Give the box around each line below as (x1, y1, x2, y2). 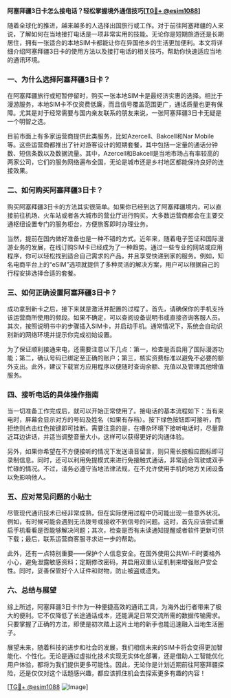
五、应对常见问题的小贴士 (7, 492, 92, 502)
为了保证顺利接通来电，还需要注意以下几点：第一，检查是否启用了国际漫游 (7, 345, 218, 353)
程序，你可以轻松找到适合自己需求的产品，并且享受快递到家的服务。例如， (7, 252, 218, 260)
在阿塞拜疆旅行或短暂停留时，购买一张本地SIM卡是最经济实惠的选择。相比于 (7, 92, 223, 100)
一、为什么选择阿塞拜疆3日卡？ (7, 74, 111, 84)
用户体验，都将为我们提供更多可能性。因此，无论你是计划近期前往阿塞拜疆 (7, 660, 218, 668)
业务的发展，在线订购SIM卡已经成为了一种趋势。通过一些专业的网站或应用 (12, 243, 223, 251)
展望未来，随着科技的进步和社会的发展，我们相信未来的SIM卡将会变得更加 (7, 643, 217, 651)
